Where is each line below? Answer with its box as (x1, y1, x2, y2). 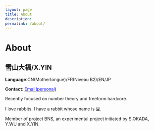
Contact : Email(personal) (5, 86, 57, 92)
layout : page (5, 7, 32, 12)
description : (5, 16, 32, 21)
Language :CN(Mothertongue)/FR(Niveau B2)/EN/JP (5, 77, 111, 83)
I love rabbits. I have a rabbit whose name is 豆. (5, 106, 102, 112)
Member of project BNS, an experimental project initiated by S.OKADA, (5, 116, 150, 122)
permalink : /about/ (5, 21, 46, 26)
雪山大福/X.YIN (5, 63, 52, 72)
